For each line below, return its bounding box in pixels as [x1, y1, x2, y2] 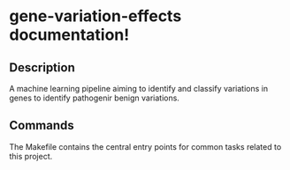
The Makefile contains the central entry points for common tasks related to [9, 141, 282, 152]
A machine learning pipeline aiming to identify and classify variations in [9, 84, 268, 93]
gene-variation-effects [9, 6, 182, 26]
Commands [9, 118, 75, 133]
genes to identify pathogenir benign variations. [9, 92, 179, 103]
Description [9, 60, 75, 75]
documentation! [9, 25, 130, 45]
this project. [9, 151, 53, 161]
